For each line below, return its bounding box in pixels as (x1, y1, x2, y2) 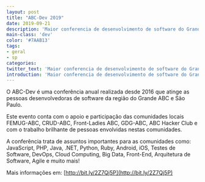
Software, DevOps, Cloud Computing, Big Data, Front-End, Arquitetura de (6, 151, 191, 158)
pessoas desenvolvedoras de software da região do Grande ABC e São (6, 95, 185, 102)
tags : (6, 43, 20, 49)
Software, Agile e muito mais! (6, 157, 81, 165)
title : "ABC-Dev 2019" (6, 15, 64, 21)
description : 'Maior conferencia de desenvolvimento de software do (6, 26, 184, 32)
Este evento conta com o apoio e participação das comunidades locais (6, 113, 184, 120)
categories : (6, 60, 37, 66)
